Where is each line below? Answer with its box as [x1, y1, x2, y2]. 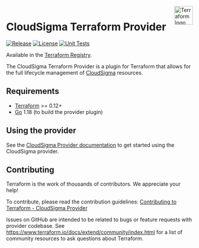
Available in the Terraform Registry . [6, 51, 92, 58]
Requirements [6, 86, 59, 97]
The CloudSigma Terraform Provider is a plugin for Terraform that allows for [6, 62, 191, 70]
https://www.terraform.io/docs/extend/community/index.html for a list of [6, 228, 183, 236]
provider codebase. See [6, 222, 65, 230]
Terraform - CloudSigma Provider [6, 205, 88, 212]
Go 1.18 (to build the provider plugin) [14, 108, 103, 115]
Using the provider [6, 126, 76, 136]
